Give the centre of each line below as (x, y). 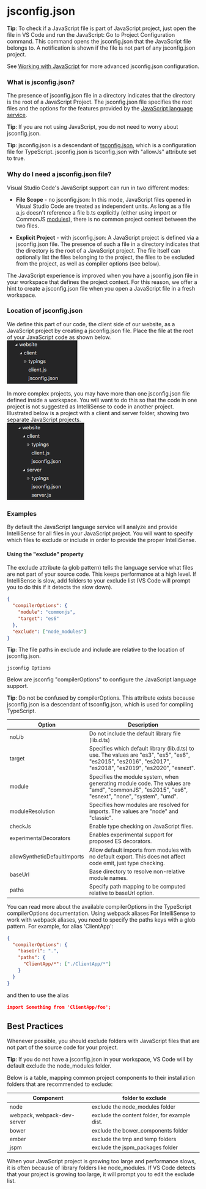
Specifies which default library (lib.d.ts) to (142, 749)
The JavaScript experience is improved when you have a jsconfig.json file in (103, 275)
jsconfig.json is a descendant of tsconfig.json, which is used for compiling (100, 705)
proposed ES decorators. (120, 841)
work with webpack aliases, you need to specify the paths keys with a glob (101, 919)
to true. (16, 158)
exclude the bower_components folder (140, 1130)
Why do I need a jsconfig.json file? (59, 174)
